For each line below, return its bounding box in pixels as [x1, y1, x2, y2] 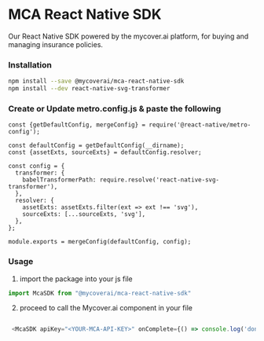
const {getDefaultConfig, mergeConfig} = [8, 121, 146, 129]
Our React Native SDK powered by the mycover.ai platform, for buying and [8, 31, 249, 41]
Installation [8, 59, 53, 70]
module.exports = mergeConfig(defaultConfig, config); [8, 238, 192, 246]
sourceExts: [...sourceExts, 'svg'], [22, 211, 146, 218]
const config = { [8, 163, 65, 170]
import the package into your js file [19, 273, 133, 284]
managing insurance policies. [8, 39, 104, 49]
